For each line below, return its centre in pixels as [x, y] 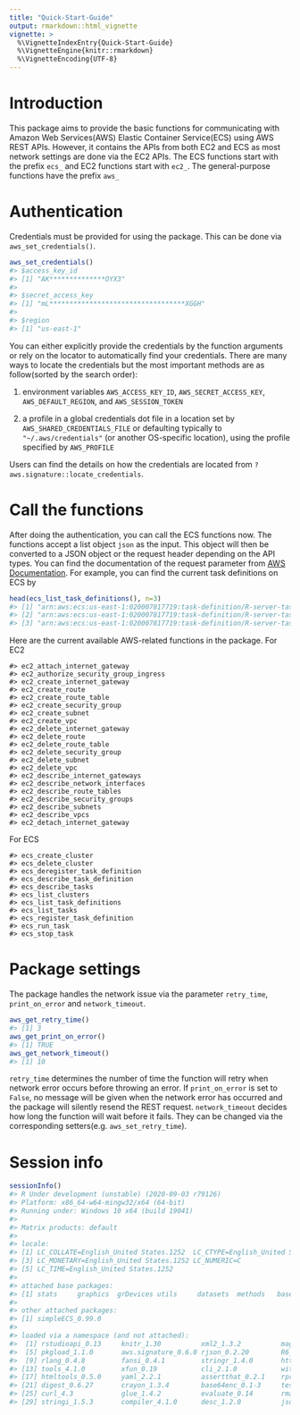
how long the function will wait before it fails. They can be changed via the [146, 1116]
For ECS [24, 839]
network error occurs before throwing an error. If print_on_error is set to [144, 1088]
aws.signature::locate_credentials [75, 475]
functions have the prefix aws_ [64, 175]
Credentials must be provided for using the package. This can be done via [146, 236]
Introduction [56, 103]
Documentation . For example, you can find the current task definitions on [144, 572]
